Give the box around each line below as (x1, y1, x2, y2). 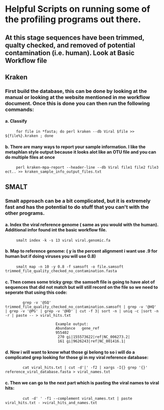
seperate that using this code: (5, 289, 68, 295)
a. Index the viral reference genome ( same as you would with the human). (5, 222, 159, 228)
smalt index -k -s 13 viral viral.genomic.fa (16, 238, 111, 243)
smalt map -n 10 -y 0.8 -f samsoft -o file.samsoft (16, 264, 124, 269)
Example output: (55, 322, 89, 327)
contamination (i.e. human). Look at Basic (5, 49, 135, 57)
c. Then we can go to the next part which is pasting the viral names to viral (5, 380, 159, 386)
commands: (5, 106, 34, 113)
